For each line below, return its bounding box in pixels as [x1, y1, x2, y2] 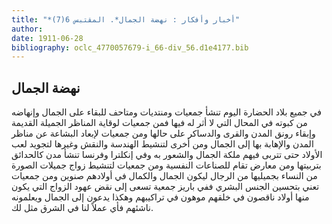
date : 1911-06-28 [11, 33, 84, 43]
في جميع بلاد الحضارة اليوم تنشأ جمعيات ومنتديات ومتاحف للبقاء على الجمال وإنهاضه [11, 106, 322, 118]
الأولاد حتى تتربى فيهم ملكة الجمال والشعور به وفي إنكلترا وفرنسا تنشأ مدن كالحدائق [11, 149, 323, 161]
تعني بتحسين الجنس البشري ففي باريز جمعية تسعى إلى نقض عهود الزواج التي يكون [11, 181, 320, 193]
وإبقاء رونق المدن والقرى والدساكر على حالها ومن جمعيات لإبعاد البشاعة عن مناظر [11, 127, 316, 140]
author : [11, 24, 44, 34]
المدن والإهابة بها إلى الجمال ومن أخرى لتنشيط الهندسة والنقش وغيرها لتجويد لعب [11, 138, 314, 150]
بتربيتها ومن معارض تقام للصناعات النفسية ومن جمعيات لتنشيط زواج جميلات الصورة [11, 159, 322, 171]
